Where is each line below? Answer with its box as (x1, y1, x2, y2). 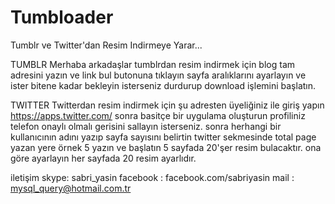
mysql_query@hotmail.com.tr (10, 182, 132, 194)
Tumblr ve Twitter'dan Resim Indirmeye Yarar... (10, 39, 203, 51)
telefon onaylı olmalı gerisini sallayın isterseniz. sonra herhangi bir (10, 120, 282, 132)
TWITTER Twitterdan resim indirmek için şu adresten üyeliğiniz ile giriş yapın (10, 99, 325, 111)
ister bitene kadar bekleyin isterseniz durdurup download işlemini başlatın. (10, 79, 317, 91)
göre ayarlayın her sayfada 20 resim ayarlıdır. (10, 152, 197, 164)
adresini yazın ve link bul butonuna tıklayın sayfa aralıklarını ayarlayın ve (10, 69, 307, 81)
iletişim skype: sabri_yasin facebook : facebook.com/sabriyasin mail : (10, 171, 295, 183)
